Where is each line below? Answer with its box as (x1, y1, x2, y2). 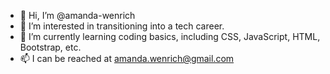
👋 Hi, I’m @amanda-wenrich (19, 10, 136, 21)
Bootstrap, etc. (19, 41, 82, 53)
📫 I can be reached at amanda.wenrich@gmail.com (19, 53, 235, 64)
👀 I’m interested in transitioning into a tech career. (19, 20, 225, 32)
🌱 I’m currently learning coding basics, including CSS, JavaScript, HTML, (19, 31, 321, 42)
